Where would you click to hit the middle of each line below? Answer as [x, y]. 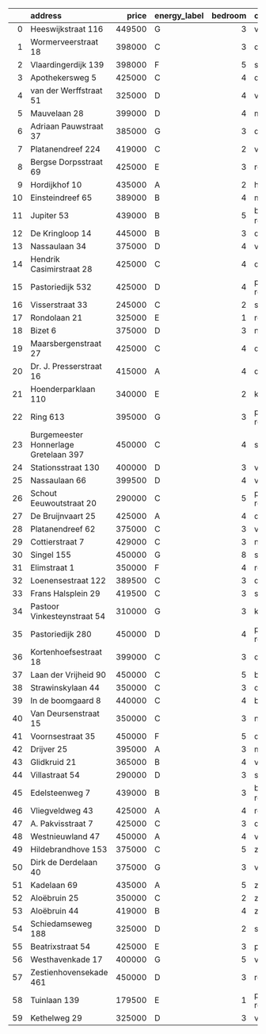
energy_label [179, 15]
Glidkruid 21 [53, 762]
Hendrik [46, 259]
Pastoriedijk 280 [61, 634]
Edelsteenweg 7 [61, 793]
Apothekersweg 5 [64, 77]
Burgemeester [57, 434]
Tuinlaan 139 [55, 1000]
